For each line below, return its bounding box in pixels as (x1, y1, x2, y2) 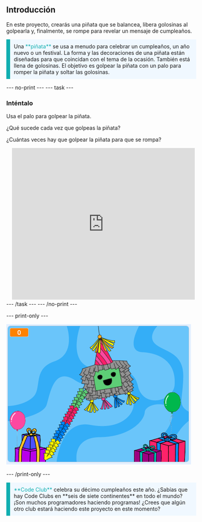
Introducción (6, 5, 56, 15)
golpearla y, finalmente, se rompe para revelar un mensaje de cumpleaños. (6, 27, 192, 34)
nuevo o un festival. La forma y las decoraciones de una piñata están (14, 49, 185, 56)
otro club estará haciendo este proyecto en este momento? (14, 505, 161, 512)
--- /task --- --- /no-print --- (6, 301, 77, 308)
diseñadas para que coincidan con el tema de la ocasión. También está (14, 56, 191, 63)
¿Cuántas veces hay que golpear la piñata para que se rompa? (6, 136, 162, 144)
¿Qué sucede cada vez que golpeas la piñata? (6, 124, 121, 132)
